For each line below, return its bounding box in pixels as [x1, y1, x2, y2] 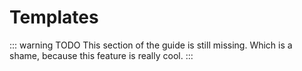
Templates [9, 6, 99, 29]
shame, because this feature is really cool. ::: [9, 49, 194, 61]
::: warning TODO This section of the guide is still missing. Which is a [9, 39, 293, 51]
